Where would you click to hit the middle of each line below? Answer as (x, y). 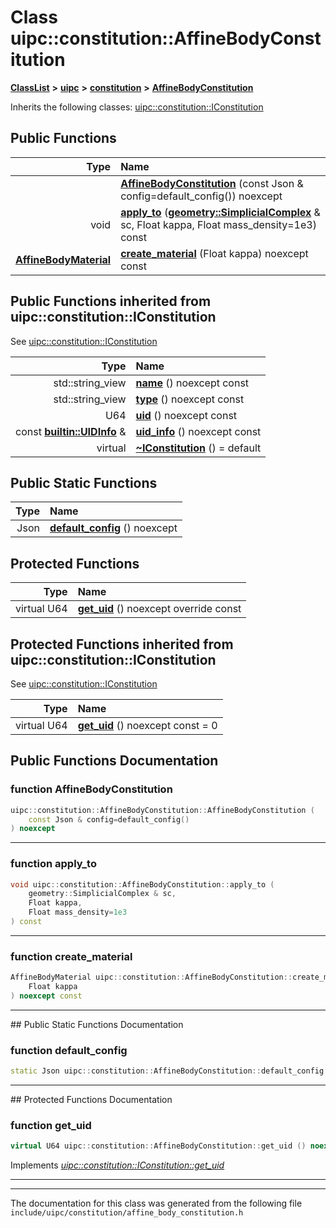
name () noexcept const (192, 383)
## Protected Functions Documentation (91, 1100)
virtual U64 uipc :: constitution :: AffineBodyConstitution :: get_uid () (158, 1146)
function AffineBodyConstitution (91, 789)
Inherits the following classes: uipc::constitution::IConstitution (137, 107)
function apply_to (53, 864)
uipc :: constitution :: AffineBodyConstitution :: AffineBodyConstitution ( (162, 810)
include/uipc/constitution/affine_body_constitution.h (127, 1213)
